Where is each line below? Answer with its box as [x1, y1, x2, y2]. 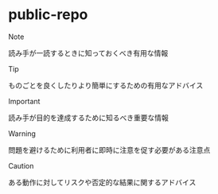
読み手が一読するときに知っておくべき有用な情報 [8, 48, 169, 57]
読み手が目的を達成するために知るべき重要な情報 [8, 113, 169, 122]
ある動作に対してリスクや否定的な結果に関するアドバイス [8, 177, 197, 187]
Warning [8, 129, 36, 138]
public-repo [8, 6, 88, 24]
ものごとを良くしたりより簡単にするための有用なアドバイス [8, 80, 204, 90]
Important [8, 96, 41, 106]
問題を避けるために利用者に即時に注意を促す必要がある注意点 [8, 145, 211, 154]
